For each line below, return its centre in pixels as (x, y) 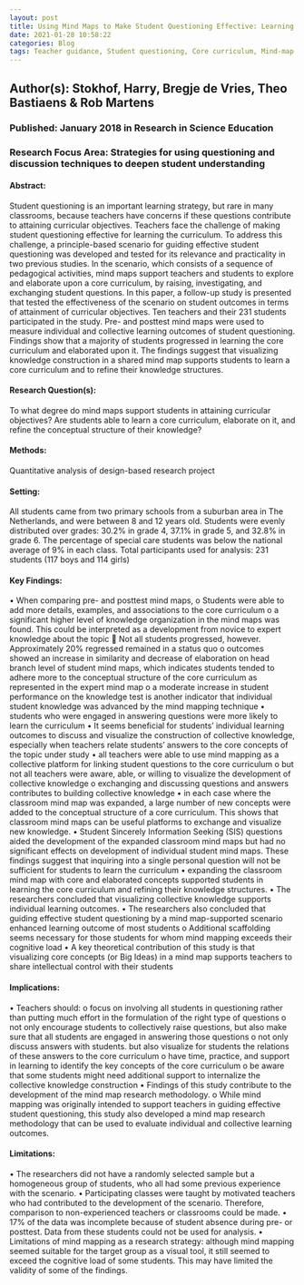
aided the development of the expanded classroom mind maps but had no (147, 842)
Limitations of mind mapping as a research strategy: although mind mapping (152, 1241)
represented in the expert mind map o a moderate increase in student (139, 687)
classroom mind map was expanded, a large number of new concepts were (150, 803)
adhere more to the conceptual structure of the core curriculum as (133, 677)
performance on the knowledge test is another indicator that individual (141, 697)
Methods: (28, 451)
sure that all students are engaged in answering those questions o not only (149, 1037)
